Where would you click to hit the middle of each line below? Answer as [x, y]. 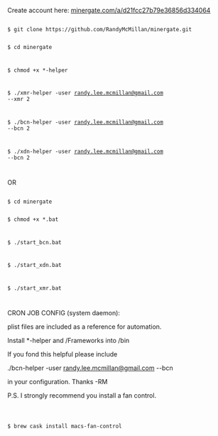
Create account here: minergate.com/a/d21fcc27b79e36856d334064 [109, 10]
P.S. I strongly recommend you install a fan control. [82, 396]
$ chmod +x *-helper [38, 70]
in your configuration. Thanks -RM [58, 382]
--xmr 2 [19, 99]
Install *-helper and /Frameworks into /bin [69, 341]
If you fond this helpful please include [62, 354]
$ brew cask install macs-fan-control [65, 426]
